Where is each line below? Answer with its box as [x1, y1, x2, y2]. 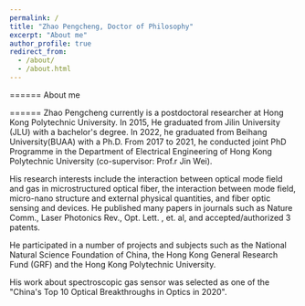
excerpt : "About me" [9, 30, 89, 39]
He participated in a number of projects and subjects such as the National [9, 239, 288, 250]
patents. [9, 221, 41, 233]
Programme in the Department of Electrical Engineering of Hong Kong [9, 145, 272, 156]
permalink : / [9, 13, 59, 23]
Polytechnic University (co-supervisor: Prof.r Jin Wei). [9, 155, 213, 166]
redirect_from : [9, 47, 68, 57]
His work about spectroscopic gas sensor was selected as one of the [9, 276, 270, 288]
